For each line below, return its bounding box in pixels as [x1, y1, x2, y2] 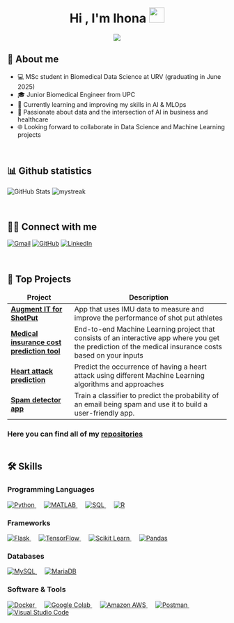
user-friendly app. [74, 409, 135, 418]
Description [128, 293, 169, 302]
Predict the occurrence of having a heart [74, 362, 208, 372]
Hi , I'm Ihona [69, 10, 147, 27]
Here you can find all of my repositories [7, 430, 143, 439]
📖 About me [7, 53, 59, 66]
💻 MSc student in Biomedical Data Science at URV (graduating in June [17, 72, 221, 80]
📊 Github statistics [7, 165, 92, 177]
